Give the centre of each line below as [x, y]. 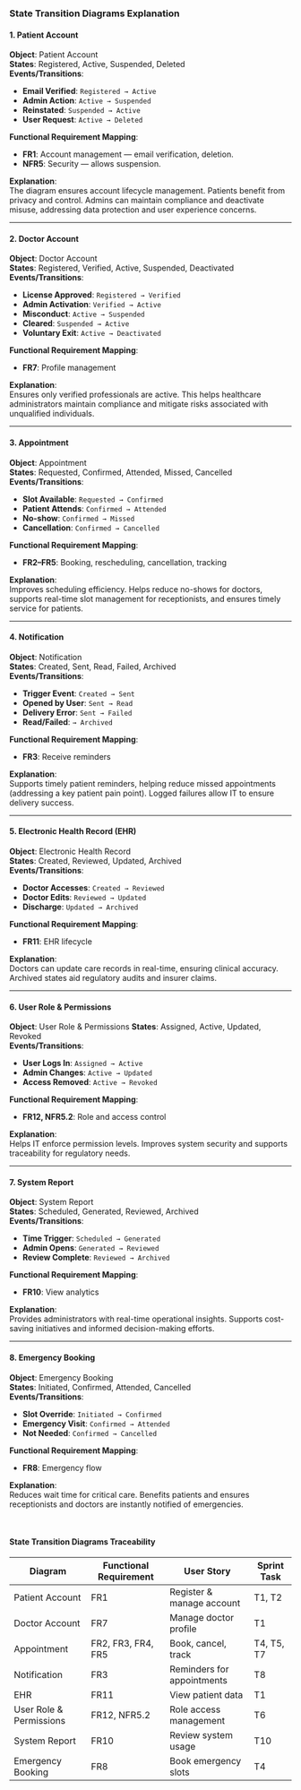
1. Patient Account [44, 35]
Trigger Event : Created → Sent [78, 693]
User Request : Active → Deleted [82, 120]
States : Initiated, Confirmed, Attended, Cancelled [100, 1387]
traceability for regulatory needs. [70, 1153]
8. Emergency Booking [52, 1357]
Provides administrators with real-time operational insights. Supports [136, 1319]
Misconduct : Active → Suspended [83, 314]
